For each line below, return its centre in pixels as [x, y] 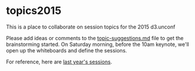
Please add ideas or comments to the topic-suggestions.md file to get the [95, 38]
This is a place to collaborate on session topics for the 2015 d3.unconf [91, 27]
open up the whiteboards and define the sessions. [66, 50]
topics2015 [34, 11]
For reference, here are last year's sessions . [59, 62]
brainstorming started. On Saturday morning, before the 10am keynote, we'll [97, 44]
